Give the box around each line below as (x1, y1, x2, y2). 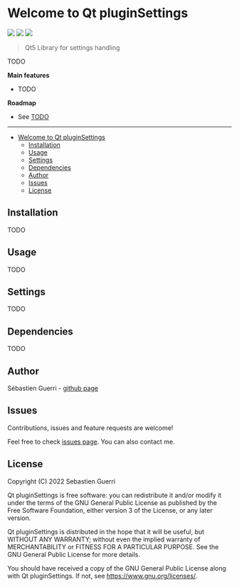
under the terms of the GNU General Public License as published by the (7, 498, 218, 507)
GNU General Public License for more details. (7, 550, 141, 558)
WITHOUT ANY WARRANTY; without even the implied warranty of (7, 535, 201, 543)
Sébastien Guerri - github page (7, 384, 98, 392)
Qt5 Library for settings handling (24, 43, 120, 51)
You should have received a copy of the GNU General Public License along (7, 563, 226, 572)
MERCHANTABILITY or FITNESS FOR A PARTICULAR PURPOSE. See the (7, 542, 219, 551)
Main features (7, 71, 50, 79)
